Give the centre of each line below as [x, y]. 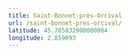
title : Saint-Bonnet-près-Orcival [65, 15]
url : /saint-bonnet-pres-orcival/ [65, 23]
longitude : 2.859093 [42, 38]
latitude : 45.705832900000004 [58, 30]
